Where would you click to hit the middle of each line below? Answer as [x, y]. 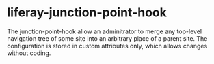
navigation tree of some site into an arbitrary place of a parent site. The [107, 38]
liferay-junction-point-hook [87, 13]
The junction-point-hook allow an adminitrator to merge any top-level [105, 31]
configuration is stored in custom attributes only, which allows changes [107, 46]
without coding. [29, 53]
